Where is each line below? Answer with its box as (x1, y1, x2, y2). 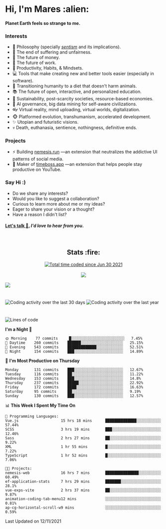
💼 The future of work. (12, 60, 57, 66)
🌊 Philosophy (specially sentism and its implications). (12, 44, 121, 50)
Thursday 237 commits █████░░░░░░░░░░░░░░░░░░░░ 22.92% (5, 380, 143, 385)
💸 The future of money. (12, 55, 60, 61)
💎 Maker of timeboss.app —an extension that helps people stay (12, 161, 143, 167)
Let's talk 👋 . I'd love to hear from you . (5, 223, 84, 229)
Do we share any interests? (12, 190, 68, 196)
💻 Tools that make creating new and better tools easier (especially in (12, 71, 154, 76)
